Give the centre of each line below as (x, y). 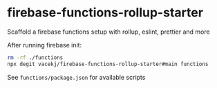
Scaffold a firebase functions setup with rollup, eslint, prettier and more (108, 32)
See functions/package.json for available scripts (76, 77)
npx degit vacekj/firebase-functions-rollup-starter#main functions (108, 64)
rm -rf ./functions (35, 57)
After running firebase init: (44, 45)
